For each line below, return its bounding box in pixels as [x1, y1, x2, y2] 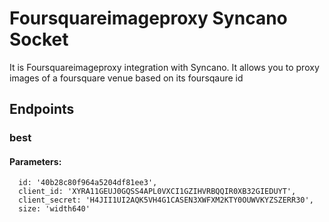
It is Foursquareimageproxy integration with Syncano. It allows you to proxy [9, 61, 320, 73]
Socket [9, 28, 69, 51]
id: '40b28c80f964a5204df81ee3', [18, 178, 158, 188]
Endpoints [9, 101, 75, 118]
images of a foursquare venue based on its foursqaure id [9, 72, 244, 84]
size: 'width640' [18, 204, 91, 214]
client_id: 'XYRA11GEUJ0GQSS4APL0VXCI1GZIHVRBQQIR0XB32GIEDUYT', [18, 187, 297, 197]
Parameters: [9, 155, 62, 167]
